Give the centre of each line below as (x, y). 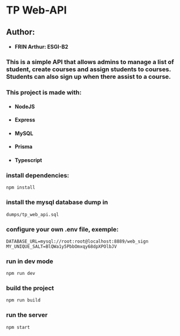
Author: (21, 32)
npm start (18, 327)
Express (25, 120)
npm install (21, 188)
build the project (30, 288)
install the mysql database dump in (57, 202)
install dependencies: (38, 175)
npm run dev (21, 274)
